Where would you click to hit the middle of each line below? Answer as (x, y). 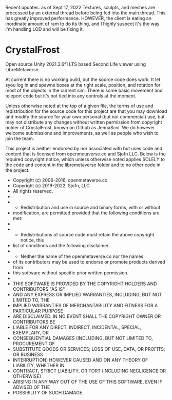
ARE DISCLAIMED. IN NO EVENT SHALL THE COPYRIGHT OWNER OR (87, 316)
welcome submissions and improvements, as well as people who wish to (82, 133)
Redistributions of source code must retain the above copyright (87, 234)
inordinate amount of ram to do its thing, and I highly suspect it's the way (82, 24)
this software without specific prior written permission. (71, 273)
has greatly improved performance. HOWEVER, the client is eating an (78, 18)
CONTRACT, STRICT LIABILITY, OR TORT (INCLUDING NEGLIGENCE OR (89, 371)
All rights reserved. (33, 191)
